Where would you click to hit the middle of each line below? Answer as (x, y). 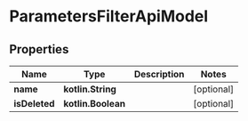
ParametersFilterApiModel (109, 16)
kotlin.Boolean (95, 104)
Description (159, 74)
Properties (39, 49)
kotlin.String (90, 89)
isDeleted (34, 104)
